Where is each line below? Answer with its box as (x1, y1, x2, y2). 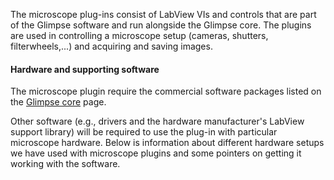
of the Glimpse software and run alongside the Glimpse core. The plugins (10, 19, 312, 31)
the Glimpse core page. (10, 96, 107, 108)
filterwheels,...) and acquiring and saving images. (10, 40, 213, 52)
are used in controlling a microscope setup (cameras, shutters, (10, 30, 269, 41)
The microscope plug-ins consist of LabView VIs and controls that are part (10, 9, 317, 20)
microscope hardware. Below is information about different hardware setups (10, 137, 325, 149)
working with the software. (10, 158, 121, 170)
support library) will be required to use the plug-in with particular (10, 126, 278, 138)
